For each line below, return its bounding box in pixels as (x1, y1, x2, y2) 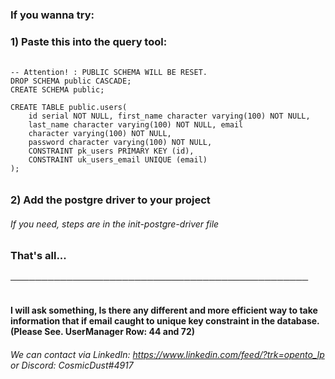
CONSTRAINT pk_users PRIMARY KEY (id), (28, 146, 195, 157)
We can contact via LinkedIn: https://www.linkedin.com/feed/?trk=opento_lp (10, 349, 325, 361)
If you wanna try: (10, 8, 95, 22)
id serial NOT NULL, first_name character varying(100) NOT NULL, (28, 111, 311, 122)
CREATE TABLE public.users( (10, 103, 128, 113)
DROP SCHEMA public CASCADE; (10, 76, 132, 87)
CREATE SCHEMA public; (10, 85, 105, 95)
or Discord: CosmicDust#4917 (10, 359, 134, 372)
